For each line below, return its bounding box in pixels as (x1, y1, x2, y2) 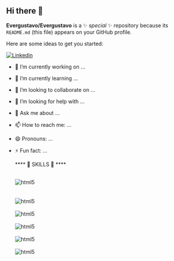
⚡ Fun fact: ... (14, 147, 48, 154)
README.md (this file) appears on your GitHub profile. (6, 28, 132, 36)
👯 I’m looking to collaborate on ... (14, 86, 96, 93)
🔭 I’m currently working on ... (14, 63, 86, 70)
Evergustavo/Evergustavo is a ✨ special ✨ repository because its (6, 21, 169, 29)
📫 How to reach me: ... (14, 121, 72, 128)
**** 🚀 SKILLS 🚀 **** (14, 160, 67, 167)
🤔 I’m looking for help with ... (14, 98, 85, 105)
